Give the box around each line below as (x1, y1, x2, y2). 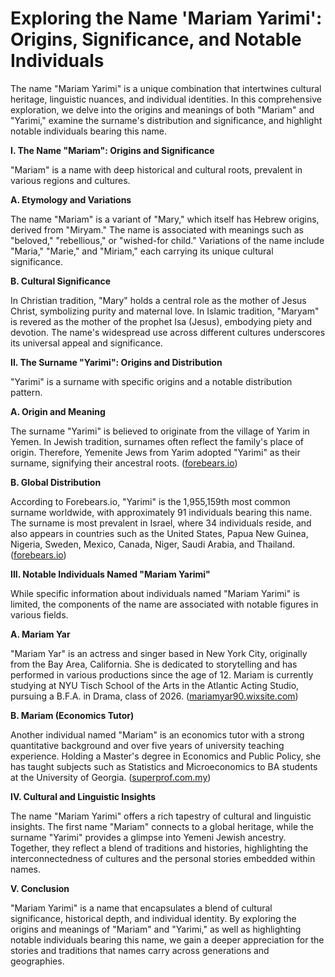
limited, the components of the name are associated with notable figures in (10, 598, 319, 610)
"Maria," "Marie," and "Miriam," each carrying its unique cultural (10, 245, 274, 257)
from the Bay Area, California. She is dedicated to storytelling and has (10, 658, 298, 670)
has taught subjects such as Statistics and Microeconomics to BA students (10, 760, 318, 772)
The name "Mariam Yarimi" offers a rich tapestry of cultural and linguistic (10, 810, 312, 822)
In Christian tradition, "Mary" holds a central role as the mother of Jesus (10, 294, 307, 306)
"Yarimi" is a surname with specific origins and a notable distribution (10, 375, 293, 387)
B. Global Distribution (10, 476, 102, 488)
